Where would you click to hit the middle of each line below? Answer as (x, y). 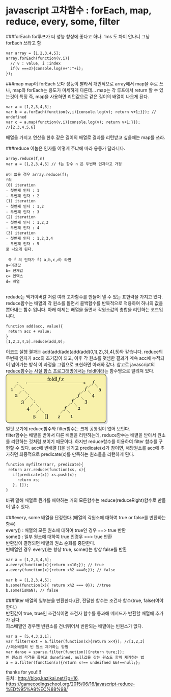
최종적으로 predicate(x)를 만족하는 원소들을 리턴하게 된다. (77, 454)
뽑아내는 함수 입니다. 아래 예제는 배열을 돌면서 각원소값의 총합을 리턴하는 (78, 309)
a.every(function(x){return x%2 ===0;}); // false (61, 570)
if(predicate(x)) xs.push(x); (45, 475)
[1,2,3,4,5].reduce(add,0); (36, 341)
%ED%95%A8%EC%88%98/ (37, 689)
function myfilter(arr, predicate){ (45, 464)
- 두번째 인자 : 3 (23, 212)
